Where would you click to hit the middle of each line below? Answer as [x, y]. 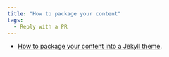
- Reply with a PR [41, 26]
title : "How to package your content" [64, 14]
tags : [15, 20]
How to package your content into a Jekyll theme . [90, 47]
